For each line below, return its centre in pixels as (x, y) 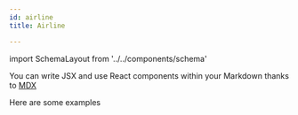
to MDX (23, 85)
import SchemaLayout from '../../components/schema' (108, 58)
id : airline (31, 17)
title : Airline (37, 26)
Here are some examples (55, 102)
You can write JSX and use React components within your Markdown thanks (149, 75)
